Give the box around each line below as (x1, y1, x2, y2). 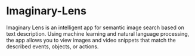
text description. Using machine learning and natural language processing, (6, 30, 190, 37)
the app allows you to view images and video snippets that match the (6, 36, 176, 43)
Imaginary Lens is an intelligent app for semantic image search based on (6, 24, 185, 31)
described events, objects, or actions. (6, 43, 99, 50)
